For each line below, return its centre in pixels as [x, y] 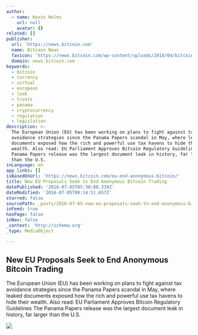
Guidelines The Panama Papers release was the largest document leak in [95, 308]
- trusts [22, 99]
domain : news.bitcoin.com [43, 61]
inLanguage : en [25, 165]
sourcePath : [21, 203]
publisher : [19, 39]
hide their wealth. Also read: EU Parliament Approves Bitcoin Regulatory [93, 302]
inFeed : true [22, 209]
